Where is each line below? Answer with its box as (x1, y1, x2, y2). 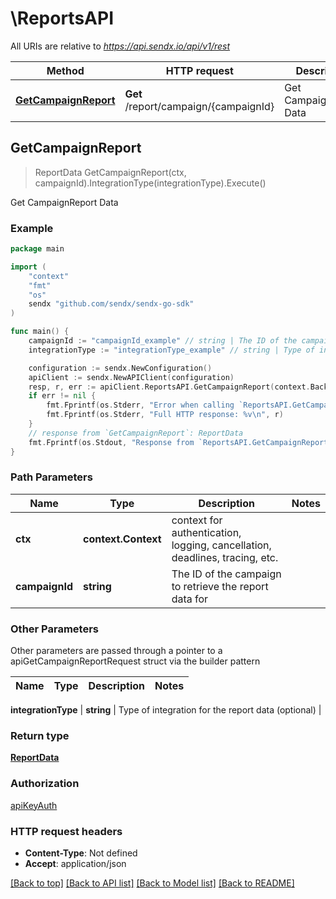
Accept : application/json (24, 858, 127, 870)
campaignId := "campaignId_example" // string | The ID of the (28, 336, 298, 346)
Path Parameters (10, 470, 93, 484)
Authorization (10, 777, 80, 791)
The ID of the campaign (171, 567, 282, 581)
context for (171, 513, 223, 527)
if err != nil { (28, 391, 97, 401)
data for (171, 592, 209, 606)
